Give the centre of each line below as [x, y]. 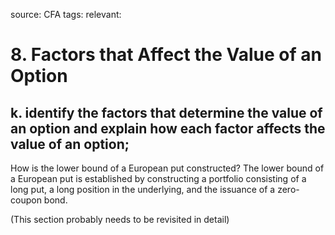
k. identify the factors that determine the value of [166, 112]
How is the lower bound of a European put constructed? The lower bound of [167, 168]
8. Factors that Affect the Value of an [166, 55]
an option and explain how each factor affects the [168, 128]
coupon [26, 200]
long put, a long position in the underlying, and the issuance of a [143, 189]
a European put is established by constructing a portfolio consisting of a [158, 178]
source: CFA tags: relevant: [66, 14]
